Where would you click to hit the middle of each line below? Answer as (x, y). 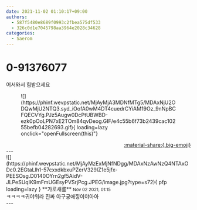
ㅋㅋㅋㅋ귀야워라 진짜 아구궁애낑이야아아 (52, 196)
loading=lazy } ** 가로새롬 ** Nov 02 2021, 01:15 (59, 189)
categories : (21, 33)
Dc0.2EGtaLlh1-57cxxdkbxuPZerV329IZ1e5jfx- (62, 170)
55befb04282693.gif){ (48, 127)
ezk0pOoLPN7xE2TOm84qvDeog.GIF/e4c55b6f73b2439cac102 (98, 121)
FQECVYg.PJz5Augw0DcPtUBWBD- (64, 115)
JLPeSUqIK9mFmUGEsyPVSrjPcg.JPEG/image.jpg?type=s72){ (82, 182)
